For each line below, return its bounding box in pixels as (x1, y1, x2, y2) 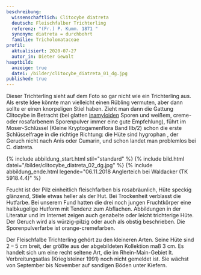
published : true (6, 76, 47, 82)
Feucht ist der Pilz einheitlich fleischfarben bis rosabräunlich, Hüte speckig (6, 186, 192, 193)
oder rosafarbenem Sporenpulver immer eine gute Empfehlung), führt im (6, 118, 187, 125)
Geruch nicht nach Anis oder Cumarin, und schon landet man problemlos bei (6, 137, 196, 144)
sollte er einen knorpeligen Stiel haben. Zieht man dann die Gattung (6, 105, 173, 113)
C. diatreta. (6, 144, 34, 151)
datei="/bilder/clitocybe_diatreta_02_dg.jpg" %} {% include (6, 162, 153, 169)
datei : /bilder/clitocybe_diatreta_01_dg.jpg (11, 70, 128, 76)
